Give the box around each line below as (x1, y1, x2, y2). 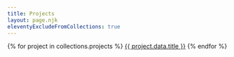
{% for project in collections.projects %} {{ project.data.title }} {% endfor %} (7, 42, 228, 51)
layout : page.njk (7, 17, 58, 24)
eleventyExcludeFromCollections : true (7, 23, 121, 30)
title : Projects (7, 10, 55, 17)
